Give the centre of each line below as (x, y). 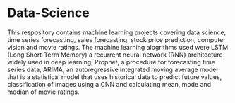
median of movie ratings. (43, 92)
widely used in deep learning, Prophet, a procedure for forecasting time (111, 62)
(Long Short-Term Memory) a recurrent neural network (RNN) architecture (115, 55)
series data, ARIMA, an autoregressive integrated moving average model (113, 69)
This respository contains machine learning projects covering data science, (117, 32)
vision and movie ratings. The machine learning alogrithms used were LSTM (118, 47)
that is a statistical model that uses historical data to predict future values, (115, 77)
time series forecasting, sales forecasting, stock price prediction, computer (116, 39)
